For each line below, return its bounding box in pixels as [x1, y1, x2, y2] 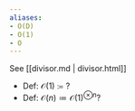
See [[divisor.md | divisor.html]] [9, 63, 127, 74]
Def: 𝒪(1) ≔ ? [22, 80, 71, 91]
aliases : [9, 13, 43, 23]
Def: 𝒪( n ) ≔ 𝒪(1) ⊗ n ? [22, 91, 101, 103]
